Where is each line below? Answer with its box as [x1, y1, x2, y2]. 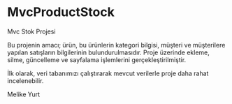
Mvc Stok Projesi [7, 27, 56, 36]
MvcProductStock [7, 4, 115, 20]
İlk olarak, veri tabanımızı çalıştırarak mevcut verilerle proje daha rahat [7, 69, 209, 77]
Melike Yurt [7, 90, 41, 98]
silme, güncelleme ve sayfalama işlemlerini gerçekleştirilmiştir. [7, 55, 187, 64]
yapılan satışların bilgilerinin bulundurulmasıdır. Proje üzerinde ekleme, [7, 48, 210, 57]
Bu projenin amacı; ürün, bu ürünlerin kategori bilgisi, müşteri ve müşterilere [7, 40, 226, 49]
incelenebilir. [7, 76, 44, 84]
